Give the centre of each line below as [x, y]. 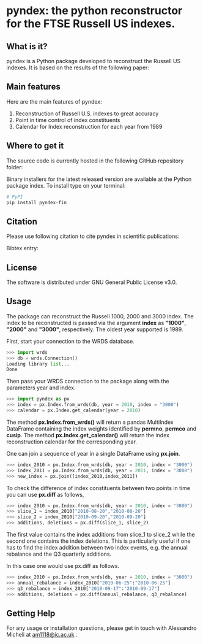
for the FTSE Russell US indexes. [91, 24]
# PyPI [15, 197]
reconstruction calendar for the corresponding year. [72, 442]
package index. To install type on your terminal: [66, 185]
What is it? [27, 46]
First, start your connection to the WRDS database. [70, 341]
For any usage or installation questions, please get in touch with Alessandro [102, 628]
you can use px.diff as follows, [45, 494]
